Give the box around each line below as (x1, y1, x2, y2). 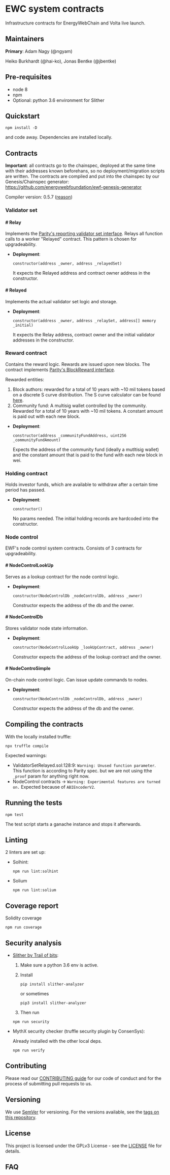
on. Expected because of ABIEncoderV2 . (12, 784, 95, 790)
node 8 (12, 86, 28, 92)
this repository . (5, 1114, 37, 1120)
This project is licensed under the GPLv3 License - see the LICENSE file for (5, 1142, 162, 1149)
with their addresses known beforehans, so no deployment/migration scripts (5, 168, 165, 174)
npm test (5, 812, 24, 817)
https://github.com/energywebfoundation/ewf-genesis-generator (5, 184, 142, 190)
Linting (5, 836, 28, 845)
